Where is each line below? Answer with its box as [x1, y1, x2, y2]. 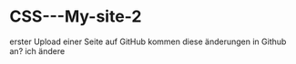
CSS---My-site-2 [9, 6, 142, 27]
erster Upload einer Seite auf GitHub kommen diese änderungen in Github [9, 36, 287, 47]
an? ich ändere [9, 45, 66, 56]
